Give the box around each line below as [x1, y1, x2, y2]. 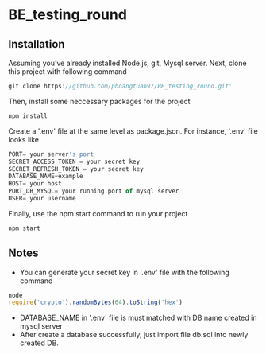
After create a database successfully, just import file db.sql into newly [19, 330, 249, 340]
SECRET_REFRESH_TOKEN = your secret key [8, 165, 145, 173]
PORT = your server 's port [8, 150, 94, 158]
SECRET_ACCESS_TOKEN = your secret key [8, 158, 141, 165]
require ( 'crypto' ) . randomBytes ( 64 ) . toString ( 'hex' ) [8, 298, 183, 307]
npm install [8, 111, 48, 120]
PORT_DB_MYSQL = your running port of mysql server [8, 187, 179, 196]
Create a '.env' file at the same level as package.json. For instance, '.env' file [8, 126, 258, 136]
